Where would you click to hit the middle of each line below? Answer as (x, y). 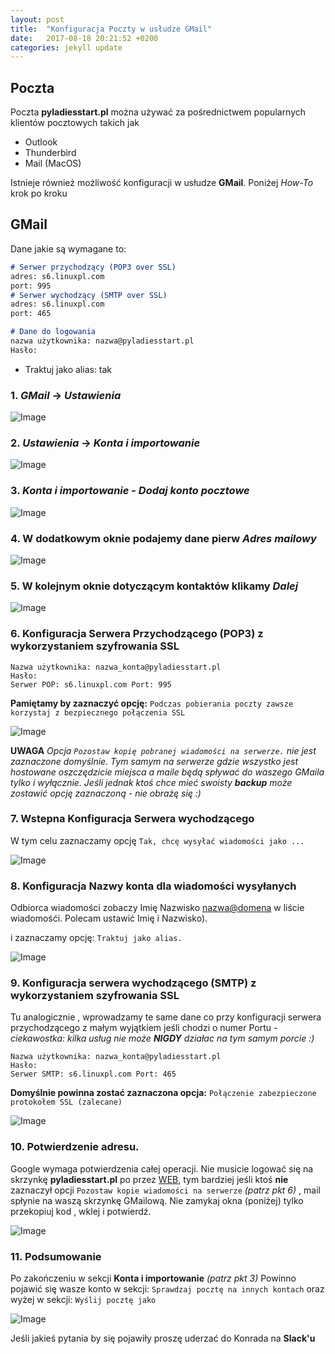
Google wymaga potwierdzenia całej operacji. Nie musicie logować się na (162, 1168)
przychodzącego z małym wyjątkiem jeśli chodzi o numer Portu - (144, 1028)
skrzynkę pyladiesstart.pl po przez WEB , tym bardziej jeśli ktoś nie (149, 1179)
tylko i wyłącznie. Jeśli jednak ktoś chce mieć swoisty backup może (151, 782)
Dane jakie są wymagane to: (68, 248)
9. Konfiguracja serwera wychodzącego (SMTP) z (133, 983)
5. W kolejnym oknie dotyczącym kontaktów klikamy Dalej (154, 586)
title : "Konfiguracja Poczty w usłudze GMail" (111, 29)
